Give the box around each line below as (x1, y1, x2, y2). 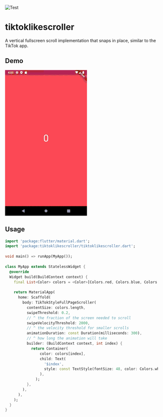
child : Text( (39, 356, 66, 361)
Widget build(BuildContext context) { (9, 274, 88, 279)
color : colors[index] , (39, 351, 86, 356)
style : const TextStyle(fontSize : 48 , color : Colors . (44, 367, 155, 371)
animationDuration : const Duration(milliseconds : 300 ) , (26, 331, 142, 336)
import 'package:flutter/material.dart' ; (5, 238, 90, 244)
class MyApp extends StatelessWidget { (5, 264, 86, 269)
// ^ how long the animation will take (26, 336, 108, 341)
